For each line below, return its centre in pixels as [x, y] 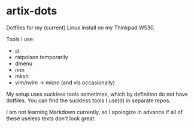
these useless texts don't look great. [51, 118]
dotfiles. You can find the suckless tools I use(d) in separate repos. [88, 100]
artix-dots [32, 11]
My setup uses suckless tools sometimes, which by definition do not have [97, 94]
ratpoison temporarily [41, 57]
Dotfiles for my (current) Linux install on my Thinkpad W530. [81, 28]
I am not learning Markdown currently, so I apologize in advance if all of [95, 112]
